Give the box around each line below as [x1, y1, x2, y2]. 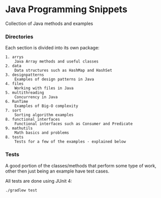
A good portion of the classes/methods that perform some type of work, [5, 162, 156, 168]
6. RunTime [5, 99, 28, 104]
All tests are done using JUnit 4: [5, 178, 72, 184]
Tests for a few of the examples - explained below [14, 139, 126, 145]
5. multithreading [5, 90, 44, 95]
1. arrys [5, 54, 24, 60]
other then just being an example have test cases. [5, 168, 110, 174]
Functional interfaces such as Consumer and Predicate [14, 121, 133, 127]
